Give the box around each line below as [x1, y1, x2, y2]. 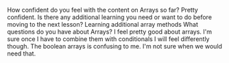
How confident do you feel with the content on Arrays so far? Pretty [7, 6, 199, 14]
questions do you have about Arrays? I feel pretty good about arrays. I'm [7, 27, 213, 36]
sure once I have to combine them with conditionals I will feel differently [7, 35, 210, 43]
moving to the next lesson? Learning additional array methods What [7, 21, 199, 28]
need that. [7, 49, 36, 58]
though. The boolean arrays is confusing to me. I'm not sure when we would [7, 42, 223, 50]
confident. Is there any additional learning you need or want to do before [7, 13, 213, 21]
